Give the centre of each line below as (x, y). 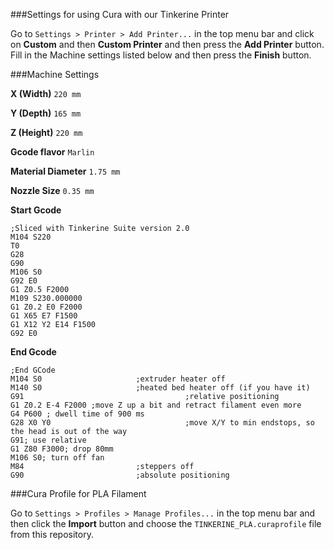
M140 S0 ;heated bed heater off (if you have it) (160, 388)
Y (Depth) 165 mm (46, 113)
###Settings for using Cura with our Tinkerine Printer (120, 14)
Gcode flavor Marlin (52, 152)
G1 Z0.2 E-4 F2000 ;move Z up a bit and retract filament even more (156, 405)
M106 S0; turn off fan (57, 458)
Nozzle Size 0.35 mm (52, 190)
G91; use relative (48, 440)
